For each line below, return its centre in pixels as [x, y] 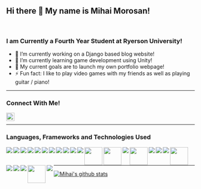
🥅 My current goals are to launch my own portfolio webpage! [89, 67]
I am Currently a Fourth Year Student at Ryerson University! [94, 41]
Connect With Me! [33, 103]
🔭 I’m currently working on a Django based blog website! [85, 54]
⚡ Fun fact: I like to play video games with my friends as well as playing [102, 74]
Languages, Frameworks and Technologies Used [79, 137]
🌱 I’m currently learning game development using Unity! [83, 60]
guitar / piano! [32, 82]
